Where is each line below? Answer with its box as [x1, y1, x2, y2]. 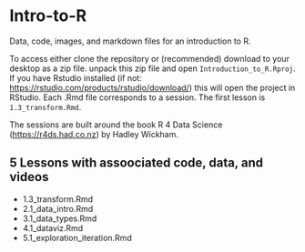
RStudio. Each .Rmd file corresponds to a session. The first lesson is [9, 92, 266, 103]
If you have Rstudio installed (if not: [9, 72, 143, 83]
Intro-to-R [9, 5, 87, 26]
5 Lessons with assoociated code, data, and [9, 156, 264, 171]
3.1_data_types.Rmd [22, 213, 97, 224]
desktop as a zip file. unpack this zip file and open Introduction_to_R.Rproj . [9, 63, 296, 74]
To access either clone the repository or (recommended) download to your [9, 53, 290, 64]
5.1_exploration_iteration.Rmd [22, 232, 132, 243]
